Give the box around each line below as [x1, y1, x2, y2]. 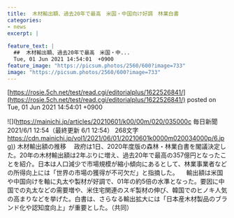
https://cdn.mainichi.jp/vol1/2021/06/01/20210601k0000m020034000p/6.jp [7, 133, 225, 142]
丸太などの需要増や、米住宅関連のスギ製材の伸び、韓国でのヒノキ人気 [25, 186, 228, 194]
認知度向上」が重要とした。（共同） [31, 203, 133, 212]
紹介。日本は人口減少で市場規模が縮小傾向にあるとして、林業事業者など [19, 159, 227, 168]
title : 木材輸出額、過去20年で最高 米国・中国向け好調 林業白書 [7, 10, 180, 17]
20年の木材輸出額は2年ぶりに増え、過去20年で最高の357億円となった [19, 151, 221, 159]
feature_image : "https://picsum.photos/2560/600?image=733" [7, 62, 187, 69]
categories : [7, 17, 42, 24]
